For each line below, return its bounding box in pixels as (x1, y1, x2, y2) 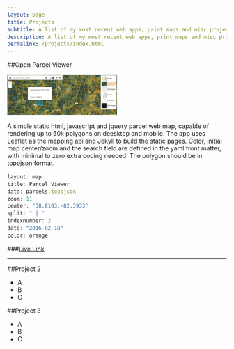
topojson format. (7, 159, 55, 167)
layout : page (7, 11, 45, 18)
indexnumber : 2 (7, 217, 52, 224)
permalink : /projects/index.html (7, 40, 104, 48)
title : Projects (7, 18, 54, 26)
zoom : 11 (7, 195, 33, 202)
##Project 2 (7, 265, 41, 273)
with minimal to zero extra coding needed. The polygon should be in (7, 151, 203, 160)
